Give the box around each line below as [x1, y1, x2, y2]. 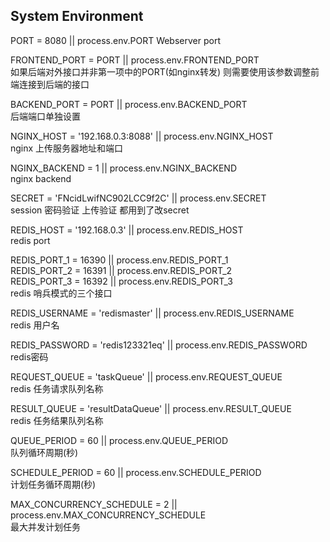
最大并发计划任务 [10, 520, 81, 533]
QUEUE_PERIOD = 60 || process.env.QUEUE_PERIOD [10, 434, 229, 446]
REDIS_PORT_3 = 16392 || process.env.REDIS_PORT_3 [10, 275, 233, 287]
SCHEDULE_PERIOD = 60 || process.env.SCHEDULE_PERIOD [10, 466, 262, 478]
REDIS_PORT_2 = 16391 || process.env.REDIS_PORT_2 [10, 264, 233, 276]
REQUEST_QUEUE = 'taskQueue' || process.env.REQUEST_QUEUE [10, 370, 283, 383]
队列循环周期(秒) [10, 446, 79, 458]
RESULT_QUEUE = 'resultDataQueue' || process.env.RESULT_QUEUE [10, 402, 292, 414]
